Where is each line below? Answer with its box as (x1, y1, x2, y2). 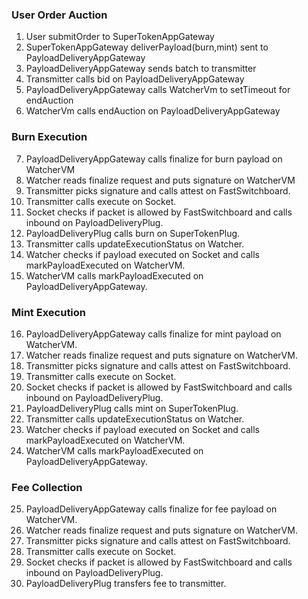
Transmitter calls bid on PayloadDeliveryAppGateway (25, 73, 245, 85)
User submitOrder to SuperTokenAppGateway (25, 31, 215, 43)
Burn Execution (11, 130, 88, 144)
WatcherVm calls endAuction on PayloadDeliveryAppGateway (25, 105, 281, 117)
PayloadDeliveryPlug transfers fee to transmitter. (25, 578, 227, 590)
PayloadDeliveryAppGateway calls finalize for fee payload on (25, 503, 278, 515)
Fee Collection (11, 480, 83, 494)
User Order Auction (11, 8, 108, 22)
